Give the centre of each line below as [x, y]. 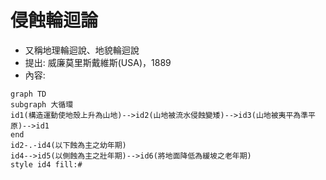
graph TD [28, 94]
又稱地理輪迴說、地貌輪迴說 [82, 50]
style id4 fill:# [46, 164]
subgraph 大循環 [42, 104]
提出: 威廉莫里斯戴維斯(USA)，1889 [98, 62]
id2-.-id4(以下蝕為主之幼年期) [68, 145]
